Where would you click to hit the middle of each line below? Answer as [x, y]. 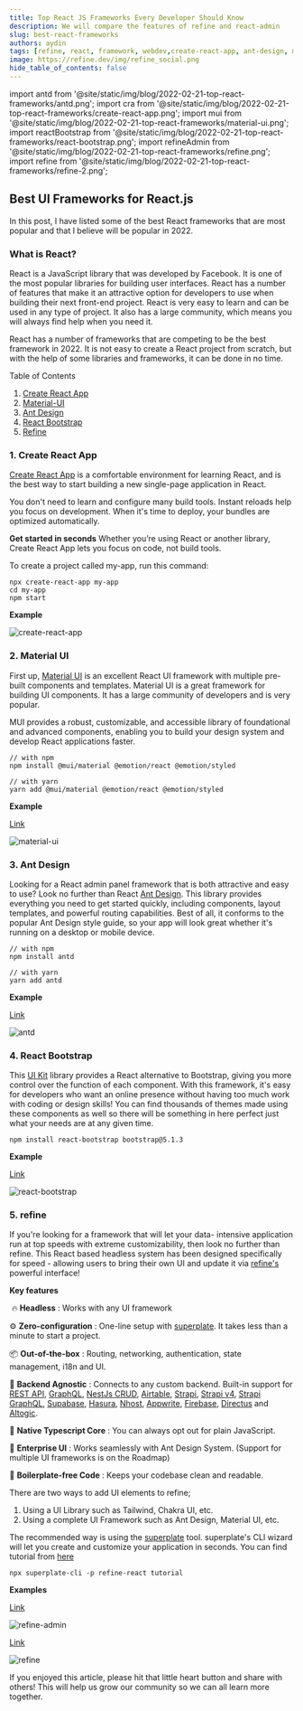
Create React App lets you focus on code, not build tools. [115, 549]
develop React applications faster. [72, 741]
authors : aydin [38, 43]
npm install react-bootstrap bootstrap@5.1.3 [96, 1140]
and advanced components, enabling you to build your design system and [147, 731]
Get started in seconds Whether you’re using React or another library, [140, 539]
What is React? [43, 254]
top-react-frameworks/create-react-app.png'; [95, 113]
